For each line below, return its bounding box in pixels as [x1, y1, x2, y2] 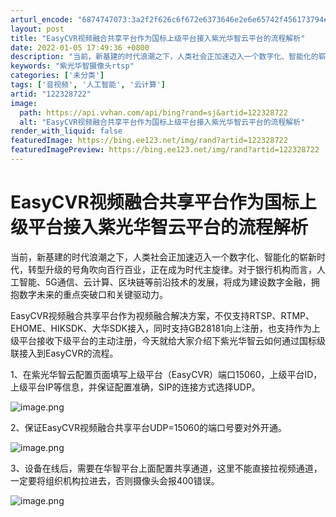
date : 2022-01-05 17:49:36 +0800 [10, 42, 150, 53]
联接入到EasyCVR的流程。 [10, 347, 119, 359]
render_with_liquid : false [10, 126, 123, 136]
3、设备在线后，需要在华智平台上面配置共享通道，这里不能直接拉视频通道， [10, 462, 323, 474]
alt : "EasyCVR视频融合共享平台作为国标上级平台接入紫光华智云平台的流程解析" [19, 117, 306, 127]
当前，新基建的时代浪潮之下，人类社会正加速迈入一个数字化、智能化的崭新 [10, 251, 317, 263]
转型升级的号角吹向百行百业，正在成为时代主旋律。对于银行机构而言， [27, 263, 317, 275]
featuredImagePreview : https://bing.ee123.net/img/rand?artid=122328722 [10, 145, 320, 155]
